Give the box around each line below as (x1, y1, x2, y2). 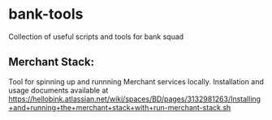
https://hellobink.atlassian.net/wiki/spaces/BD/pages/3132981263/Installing (8, 94, 261, 104)
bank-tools (8, 5, 84, 24)
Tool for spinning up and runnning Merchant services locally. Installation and (8, 76, 264, 86)
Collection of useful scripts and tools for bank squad (8, 32, 184, 41)
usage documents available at (8, 85, 109, 95)
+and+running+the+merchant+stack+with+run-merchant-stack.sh (8, 102, 231, 112)
